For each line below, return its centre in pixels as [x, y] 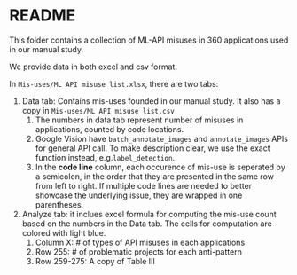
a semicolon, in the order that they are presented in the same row [155, 176]
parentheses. [59, 204]
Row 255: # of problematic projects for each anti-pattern [138, 251]
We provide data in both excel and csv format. [93, 67]
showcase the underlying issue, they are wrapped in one [139, 195]
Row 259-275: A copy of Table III [95, 261]
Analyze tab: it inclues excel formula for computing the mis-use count [149, 214]
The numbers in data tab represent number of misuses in [139, 120]
